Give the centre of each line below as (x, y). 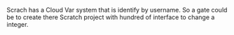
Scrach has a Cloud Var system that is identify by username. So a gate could (117, 10)
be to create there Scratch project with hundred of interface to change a (111, 17)
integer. (18, 24)
